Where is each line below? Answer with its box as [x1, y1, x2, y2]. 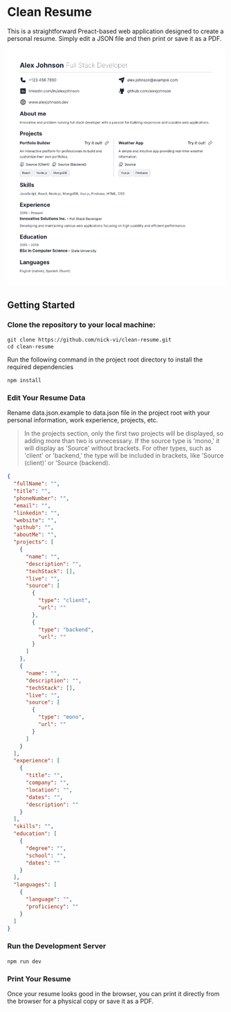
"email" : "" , [13, 502, 51, 509]
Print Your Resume [7, 974, 71, 984]
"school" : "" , [25, 852, 67, 859]
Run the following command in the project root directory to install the [7, 355, 203, 364]
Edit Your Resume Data [7, 393, 86, 402]
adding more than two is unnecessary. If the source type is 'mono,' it [24, 437, 220, 445]
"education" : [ [13, 830, 57, 837]
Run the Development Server [7, 941, 107, 951]
